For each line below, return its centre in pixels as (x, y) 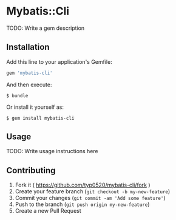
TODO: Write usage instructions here (52, 151)
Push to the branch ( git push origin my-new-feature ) (82, 204)
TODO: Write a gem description (46, 28)
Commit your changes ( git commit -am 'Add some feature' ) (90, 198)
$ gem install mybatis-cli (40, 118)
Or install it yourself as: (35, 107)
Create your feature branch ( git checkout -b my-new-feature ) (93, 191)
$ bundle (17, 95)
